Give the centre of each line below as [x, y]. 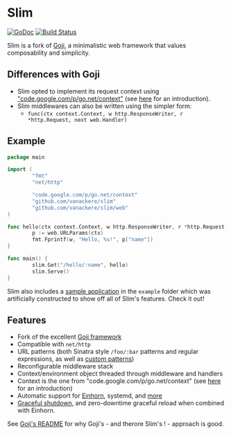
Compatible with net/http [54, 344]
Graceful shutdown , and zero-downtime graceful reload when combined [120, 403]
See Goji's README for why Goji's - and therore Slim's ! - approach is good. [115, 424]
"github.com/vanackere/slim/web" [80, 208]
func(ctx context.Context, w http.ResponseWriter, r [105, 114]
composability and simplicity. [49, 53]
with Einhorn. [36, 411]
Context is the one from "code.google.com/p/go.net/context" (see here [119, 381]
